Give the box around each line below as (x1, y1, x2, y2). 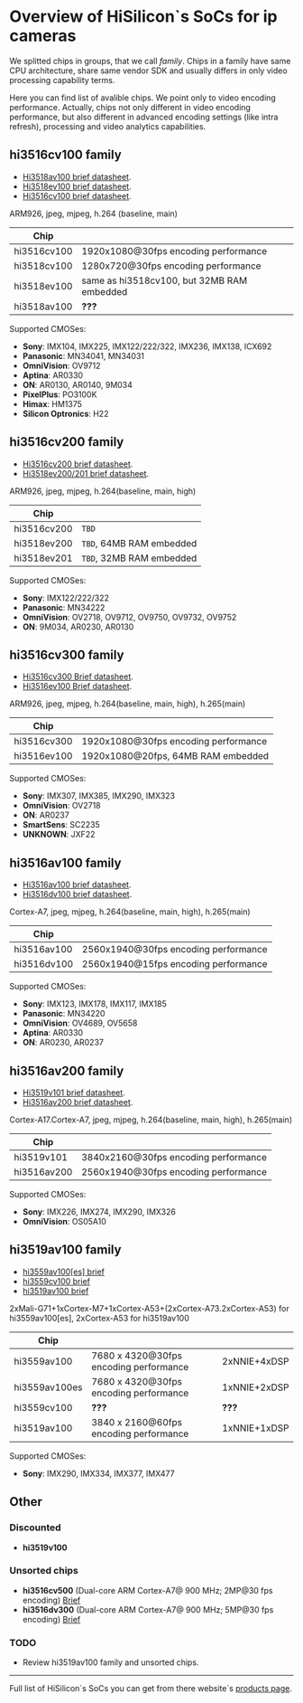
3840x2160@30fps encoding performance (80, 1151, 268, 1163)
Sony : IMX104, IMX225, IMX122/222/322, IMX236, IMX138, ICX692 (22, 341, 272, 352)
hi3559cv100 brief (22, 1275, 91, 1286)
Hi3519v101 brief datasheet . (22, 1087, 126, 1098)
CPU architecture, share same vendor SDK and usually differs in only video (9, 65, 288, 76)
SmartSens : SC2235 (22, 819, 101, 830)
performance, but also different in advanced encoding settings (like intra (9, 111, 279, 122)
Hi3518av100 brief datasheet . (22, 171, 132, 182)
